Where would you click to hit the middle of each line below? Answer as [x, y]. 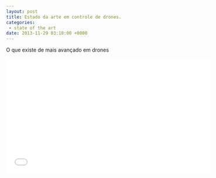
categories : [20, 22]
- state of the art [32, 28]
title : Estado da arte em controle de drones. [64, 17]
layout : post [22, 11]
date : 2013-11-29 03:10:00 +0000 [47, 33]
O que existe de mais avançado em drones [58, 50]
